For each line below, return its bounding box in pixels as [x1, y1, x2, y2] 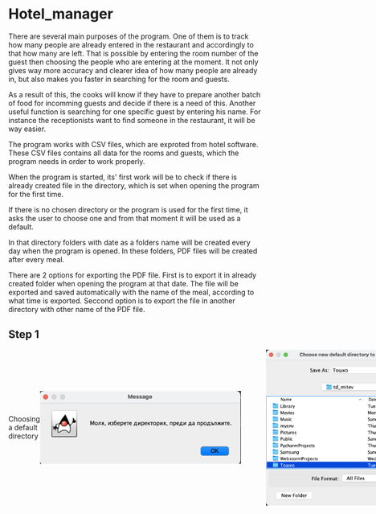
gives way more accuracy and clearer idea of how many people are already [8, 65, 258, 75]
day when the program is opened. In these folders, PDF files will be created [8, 246, 258, 256]
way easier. [8, 124, 47, 134]
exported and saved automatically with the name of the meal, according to [8, 287, 255, 297]
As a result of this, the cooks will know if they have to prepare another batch [8, 89, 261, 99]
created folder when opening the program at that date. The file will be [8, 278, 239, 288]
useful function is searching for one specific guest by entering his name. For [8, 106, 261, 117]
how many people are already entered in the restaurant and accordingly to [8, 39, 255, 49]
